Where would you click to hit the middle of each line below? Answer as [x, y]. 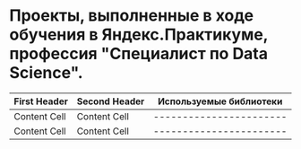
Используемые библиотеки [220, 101]
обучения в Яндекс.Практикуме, [139, 35]
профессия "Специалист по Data [139, 54]
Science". [46, 73]
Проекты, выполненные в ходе [131, 16]
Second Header [111, 101]
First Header [41, 101]
